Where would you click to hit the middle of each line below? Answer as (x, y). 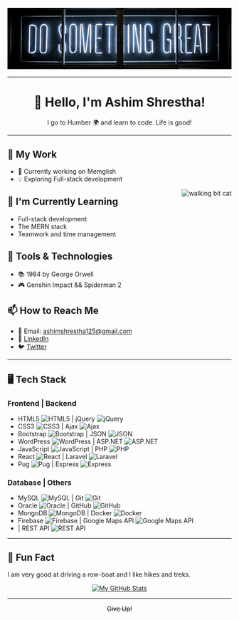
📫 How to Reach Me (53, 311)
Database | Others (39, 483)
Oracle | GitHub (54, 505)
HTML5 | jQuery (56, 419)
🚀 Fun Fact (31, 557)
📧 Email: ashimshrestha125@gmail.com (75, 331)
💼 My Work (32, 154)
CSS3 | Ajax (48, 426)
